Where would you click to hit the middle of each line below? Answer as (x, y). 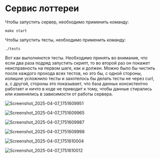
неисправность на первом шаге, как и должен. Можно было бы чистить (80, 68)
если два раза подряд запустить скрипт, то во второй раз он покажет (78, 63)
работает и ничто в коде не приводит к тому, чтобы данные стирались (79, 88)
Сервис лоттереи (42, 9)
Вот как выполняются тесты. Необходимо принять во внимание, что (76, 58)
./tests (13, 49)
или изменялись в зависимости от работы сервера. (59, 94)
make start (16, 31)
